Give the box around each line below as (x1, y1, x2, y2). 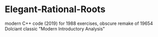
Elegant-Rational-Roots (5, 4, 106, 15)
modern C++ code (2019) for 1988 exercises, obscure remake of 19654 (5, 20, 153, 26)
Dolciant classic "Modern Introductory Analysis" (5, 25, 105, 31)
